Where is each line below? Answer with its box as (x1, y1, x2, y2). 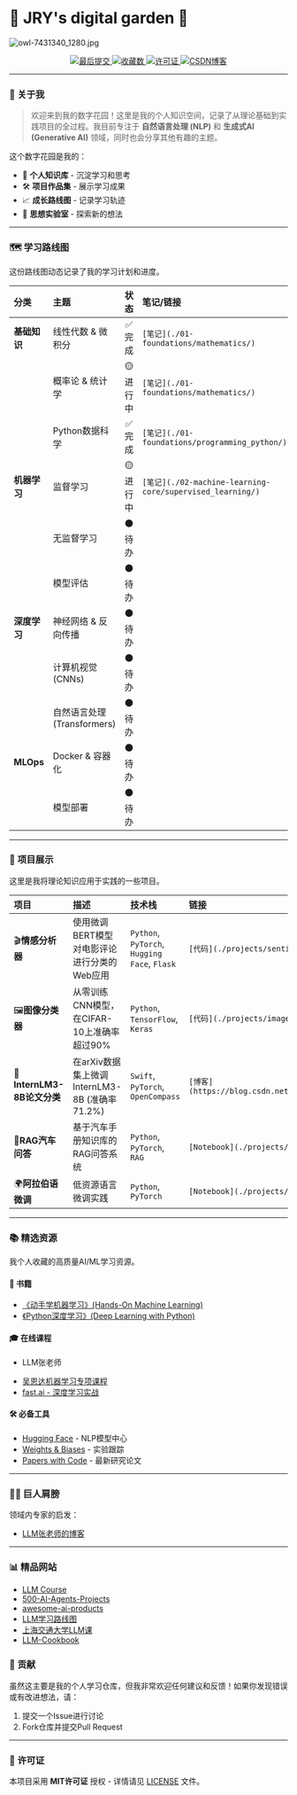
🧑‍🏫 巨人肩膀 (9, 1487, 60, 1500)
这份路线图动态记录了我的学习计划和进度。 (9, 266, 164, 277)
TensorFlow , (130, 1012, 179, 1025)
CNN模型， (72, 999, 119, 1011)
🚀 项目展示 (9, 854, 55, 866)
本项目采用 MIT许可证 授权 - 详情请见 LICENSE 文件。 (9, 1775, 205, 1786)
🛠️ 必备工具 (9, 1409, 50, 1419)
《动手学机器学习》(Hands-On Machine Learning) (21, 1299, 203, 1310)
